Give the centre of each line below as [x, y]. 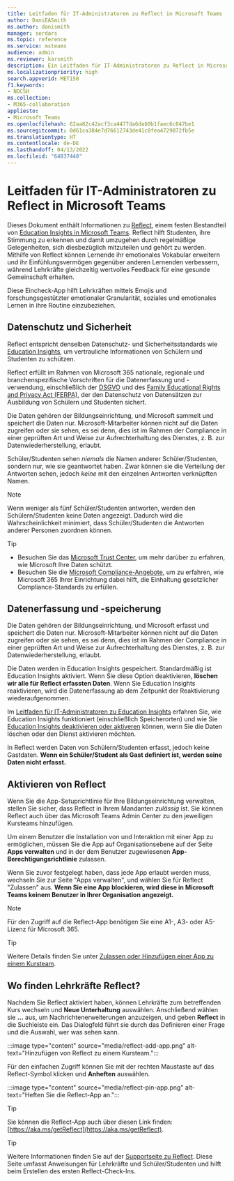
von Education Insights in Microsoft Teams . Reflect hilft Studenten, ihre [109, 232]
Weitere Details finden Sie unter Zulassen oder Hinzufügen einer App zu [111, 956]
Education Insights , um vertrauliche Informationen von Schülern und [105, 351]
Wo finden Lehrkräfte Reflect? [74, 985]
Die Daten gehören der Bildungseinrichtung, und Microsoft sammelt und [110, 415]
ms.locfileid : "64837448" [45, 157]
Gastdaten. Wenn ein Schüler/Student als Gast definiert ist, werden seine [115, 755]
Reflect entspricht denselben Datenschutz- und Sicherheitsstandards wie [112, 344]
